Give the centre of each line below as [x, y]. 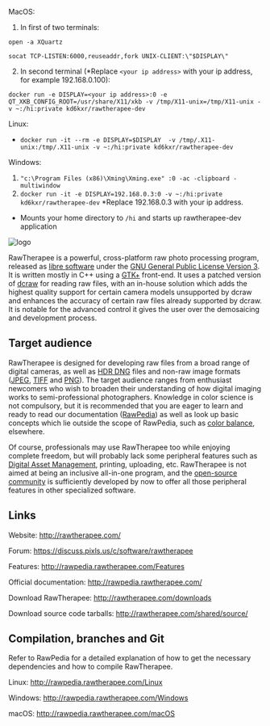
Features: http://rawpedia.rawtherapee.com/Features [97, 566]
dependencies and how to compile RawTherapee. [91, 667]
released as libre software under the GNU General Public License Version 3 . [134, 266]
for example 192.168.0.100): [65, 80]
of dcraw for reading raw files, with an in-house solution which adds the [128, 283]
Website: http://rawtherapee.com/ [64, 535]
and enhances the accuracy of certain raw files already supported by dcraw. [135, 301]
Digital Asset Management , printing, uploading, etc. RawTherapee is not [128, 464]
